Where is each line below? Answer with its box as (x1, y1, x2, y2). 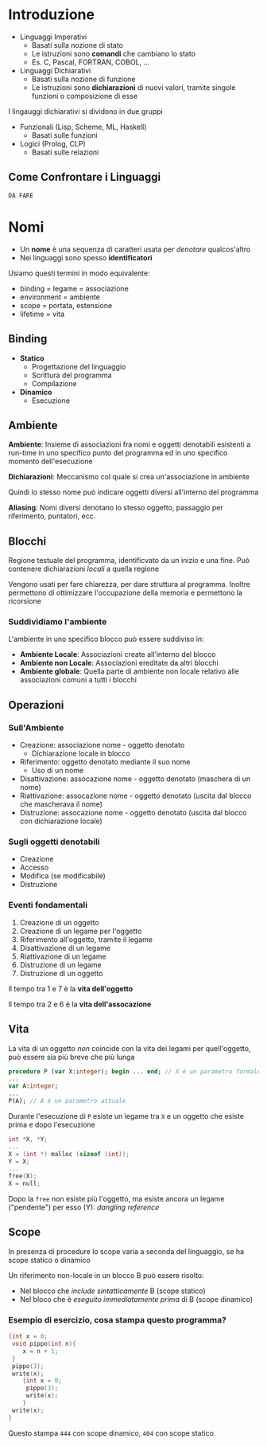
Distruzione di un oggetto (19, 968, 103, 978)
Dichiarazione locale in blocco (31, 748, 131, 758)
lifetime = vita (19, 309, 65, 319)
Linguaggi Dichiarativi (19, 65, 91, 75)
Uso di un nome (31, 766, 84, 776)
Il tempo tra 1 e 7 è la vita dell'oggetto (8, 983, 133, 993)
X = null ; (8, 1180, 41, 1188)
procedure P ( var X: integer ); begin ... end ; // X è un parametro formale (8, 1067, 261, 1076)
